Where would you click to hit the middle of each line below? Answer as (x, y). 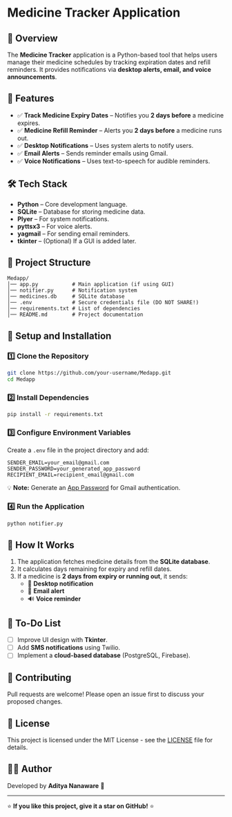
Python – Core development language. (72, 204)
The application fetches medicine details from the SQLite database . (114, 562)
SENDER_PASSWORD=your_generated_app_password (74, 469)
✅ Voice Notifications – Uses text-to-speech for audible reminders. (114, 161)
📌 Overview (32, 38)
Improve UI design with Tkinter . (62, 640)
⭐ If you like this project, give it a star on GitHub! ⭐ (81, 806)
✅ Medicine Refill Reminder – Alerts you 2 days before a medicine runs (119, 130)
